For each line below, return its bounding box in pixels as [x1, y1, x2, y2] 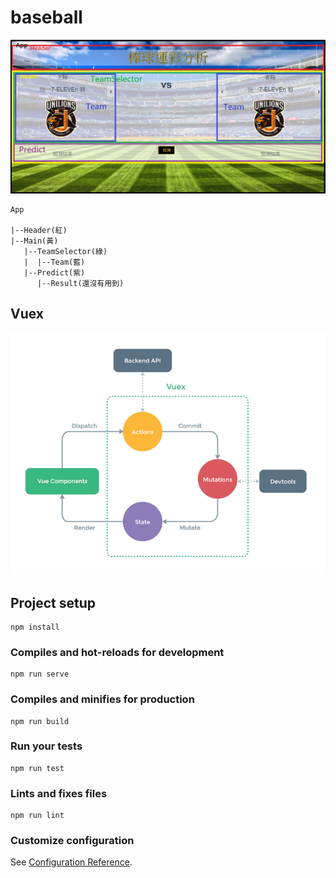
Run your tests [10, 739, 83, 753]
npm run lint [10, 811, 65, 821]
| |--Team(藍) [23, 257, 86, 267]
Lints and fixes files [10, 786, 108, 800]
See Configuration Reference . [10, 856, 133, 868]
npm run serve [10, 669, 70, 680]
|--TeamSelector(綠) [23, 246, 108, 256]
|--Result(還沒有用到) [36, 278, 125, 288]
